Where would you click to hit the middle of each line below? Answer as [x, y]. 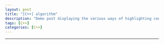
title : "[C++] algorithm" [31, 14]
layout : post [18, 9]
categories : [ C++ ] [24, 28]
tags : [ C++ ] [17, 23]
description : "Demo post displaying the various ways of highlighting [78, 18]
